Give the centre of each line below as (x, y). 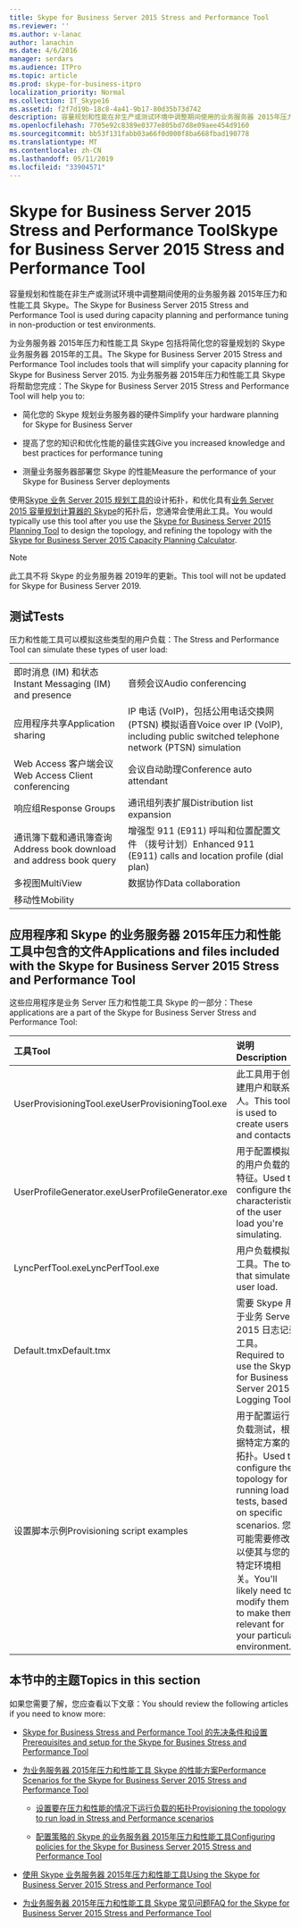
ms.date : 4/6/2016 (43, 51)
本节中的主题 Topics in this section (105, 1680)
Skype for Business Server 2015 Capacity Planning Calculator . (123, 540)
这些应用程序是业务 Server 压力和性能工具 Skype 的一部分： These (131, 1002)
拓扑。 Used (261, 1455)
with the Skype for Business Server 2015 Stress (144, 966)
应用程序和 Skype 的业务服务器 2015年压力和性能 (145, 934)
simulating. (259, 1234)
